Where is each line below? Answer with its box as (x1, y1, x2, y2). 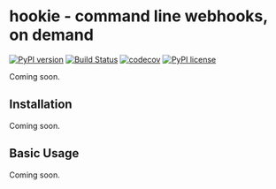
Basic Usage (9, 146, 80, 161)
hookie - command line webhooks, (9, 6, 268, 26)
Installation (9, 97, 73, 112)
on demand (9, 25, 95, 45)
